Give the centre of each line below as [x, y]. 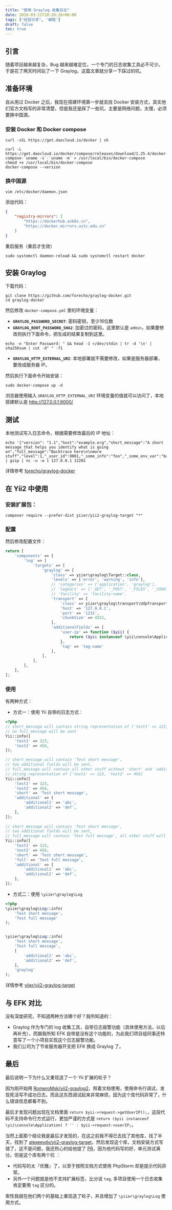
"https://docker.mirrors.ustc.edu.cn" [65, 226]
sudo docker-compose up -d [34, 386]
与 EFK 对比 [24, 1003]
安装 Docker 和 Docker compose [46, 129]
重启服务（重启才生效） [30, 246]
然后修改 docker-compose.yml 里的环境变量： [52, 310]
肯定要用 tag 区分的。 [36, 1185]
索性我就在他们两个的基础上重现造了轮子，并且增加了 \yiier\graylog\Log [83, 1196]
